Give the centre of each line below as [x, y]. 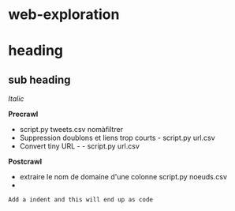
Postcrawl [25, 162]
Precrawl [23, 114]
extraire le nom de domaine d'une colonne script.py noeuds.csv [123, 177]
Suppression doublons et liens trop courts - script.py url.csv [117, 138]
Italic [16, 99]
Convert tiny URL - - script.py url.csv [80, 146]
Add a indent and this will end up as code [81, 200]
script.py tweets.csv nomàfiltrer [71, 130]
